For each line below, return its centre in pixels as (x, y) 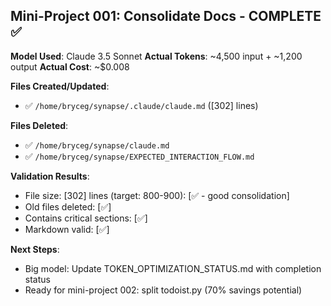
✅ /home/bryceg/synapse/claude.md (97, 145)
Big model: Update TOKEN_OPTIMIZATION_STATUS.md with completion (173, 268)
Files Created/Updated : (60, 86)
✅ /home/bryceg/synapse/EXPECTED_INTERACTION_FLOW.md (139, 156)
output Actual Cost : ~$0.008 (70, 66)
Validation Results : (50, 176)
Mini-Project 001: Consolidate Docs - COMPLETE (166, 16)
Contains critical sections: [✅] (86, 218)
